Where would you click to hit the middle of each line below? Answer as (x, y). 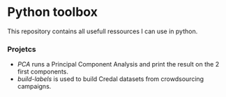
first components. (43, 72)
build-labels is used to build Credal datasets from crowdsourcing (111, 79)
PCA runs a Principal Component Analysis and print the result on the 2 (118, 64)
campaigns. (34, 87)
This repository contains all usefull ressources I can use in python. (103, 31)
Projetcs (22, 49)
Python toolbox (52, 12)
